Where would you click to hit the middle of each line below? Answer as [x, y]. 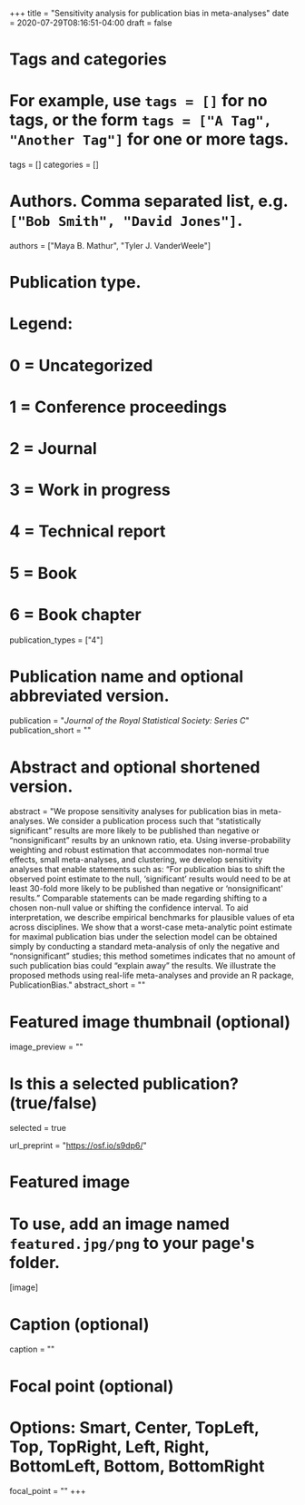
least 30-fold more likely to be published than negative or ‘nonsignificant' [147, 889]
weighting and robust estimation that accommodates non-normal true [139, 850]
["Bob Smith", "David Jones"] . [126, 221]
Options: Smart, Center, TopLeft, [134, 1427]
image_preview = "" [46, 1047]
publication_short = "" [50, 731]
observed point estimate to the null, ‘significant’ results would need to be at [150, 879]
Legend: [41, 324]
